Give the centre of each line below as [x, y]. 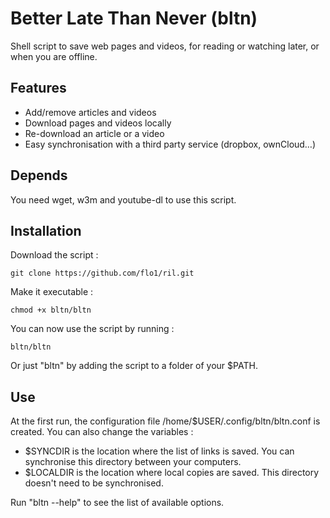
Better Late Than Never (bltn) [134, 18]
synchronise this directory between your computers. [133, 462]
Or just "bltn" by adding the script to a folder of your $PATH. [134, 366]
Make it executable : [52, 292]
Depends [39, 175]
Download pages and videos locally [98, 123]
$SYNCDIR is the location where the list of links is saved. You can [159, 451]
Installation [46, 230]
